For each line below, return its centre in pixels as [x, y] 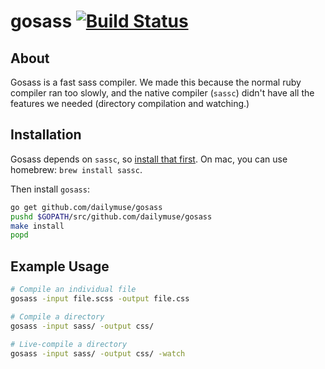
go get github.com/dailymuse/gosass [86, 207]
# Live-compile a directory [69, 344]
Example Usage [60, 266]
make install [37, 226]
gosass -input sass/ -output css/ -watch [98, 353]
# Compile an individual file [73, 290]
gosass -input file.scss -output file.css [100, 299]
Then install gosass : [50, 189]
